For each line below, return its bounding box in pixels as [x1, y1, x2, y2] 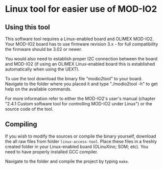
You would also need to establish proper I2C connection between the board [5, 56, 158, 62]
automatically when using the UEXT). [5, 66, 80, 72]
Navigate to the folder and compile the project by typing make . [5, 158, 129, 164]
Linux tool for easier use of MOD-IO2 [5, 3, 158, 15]
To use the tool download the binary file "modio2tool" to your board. [5, 76, 143, 81]
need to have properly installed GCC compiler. [5, 148, 98, 155]
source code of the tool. [5, 106, 54, 112]
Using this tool [5, 23, 50, 31]
